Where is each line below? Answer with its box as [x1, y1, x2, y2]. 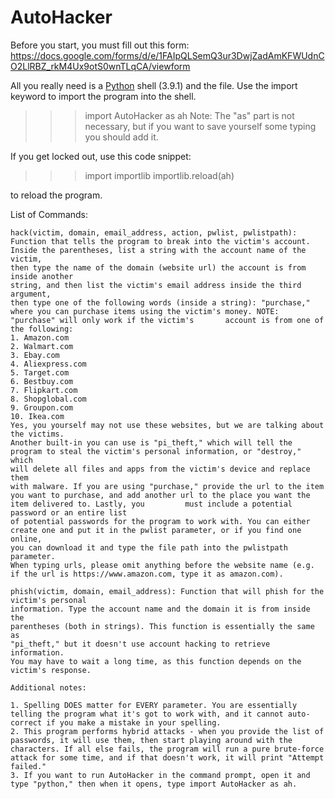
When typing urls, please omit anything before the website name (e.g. [10, 560, 315, 570]
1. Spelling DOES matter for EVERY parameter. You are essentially [10, 700, 298, 710]
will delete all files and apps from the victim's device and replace [10, 464, 311, 474]
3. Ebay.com [10, 350, 60, 360]
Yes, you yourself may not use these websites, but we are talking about [10, 420, 325, 430]
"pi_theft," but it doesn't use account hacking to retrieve [10, 639, 271, 649]
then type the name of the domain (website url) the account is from [10, 262, 307, 273]
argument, [10, 289, 52, 299]
